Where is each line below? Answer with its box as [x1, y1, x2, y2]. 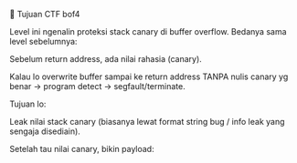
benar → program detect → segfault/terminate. [9, 81, 186, 91]
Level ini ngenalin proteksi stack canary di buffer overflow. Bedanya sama [9, 26, 287, 36]
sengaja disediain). [9, 126, 80, 137]
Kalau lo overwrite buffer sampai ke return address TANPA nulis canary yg [9, 71, 289, 82]
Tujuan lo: [9, 98, 47, 109]
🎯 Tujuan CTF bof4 [9, 9, 80, 19]
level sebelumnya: [9, 36, 78, 46]
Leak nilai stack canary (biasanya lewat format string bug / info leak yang [9, 117, 285, 127]
